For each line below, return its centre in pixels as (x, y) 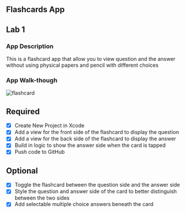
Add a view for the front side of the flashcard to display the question (97, 132)
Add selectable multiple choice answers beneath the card (84, 204)
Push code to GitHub (40, 152)
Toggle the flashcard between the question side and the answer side (97, 185)
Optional (22, 171)
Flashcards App (35, 10)
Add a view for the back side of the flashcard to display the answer (95, 139)
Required (23, 111)
